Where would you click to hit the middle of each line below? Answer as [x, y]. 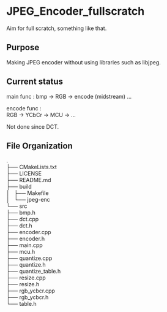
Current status [35, 82]
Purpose [23, 48]
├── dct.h [19, 226]
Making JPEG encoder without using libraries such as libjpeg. [83, 62]
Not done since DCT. [33, 126]
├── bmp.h [21, 213]
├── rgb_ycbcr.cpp [31, 291]
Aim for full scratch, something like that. [57, 28]
